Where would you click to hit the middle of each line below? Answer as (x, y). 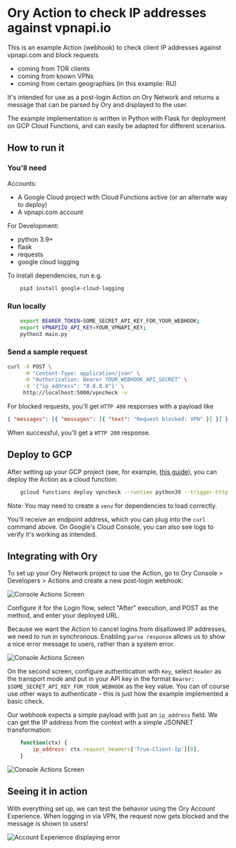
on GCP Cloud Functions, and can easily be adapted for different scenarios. (117, 125)
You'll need (27, 168)
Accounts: (22, 183)
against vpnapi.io (59, 28)
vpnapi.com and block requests (53, 55)
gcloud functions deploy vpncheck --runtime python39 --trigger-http (124, 492)
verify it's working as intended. (52, 534)
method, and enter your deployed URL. (64, 616)
